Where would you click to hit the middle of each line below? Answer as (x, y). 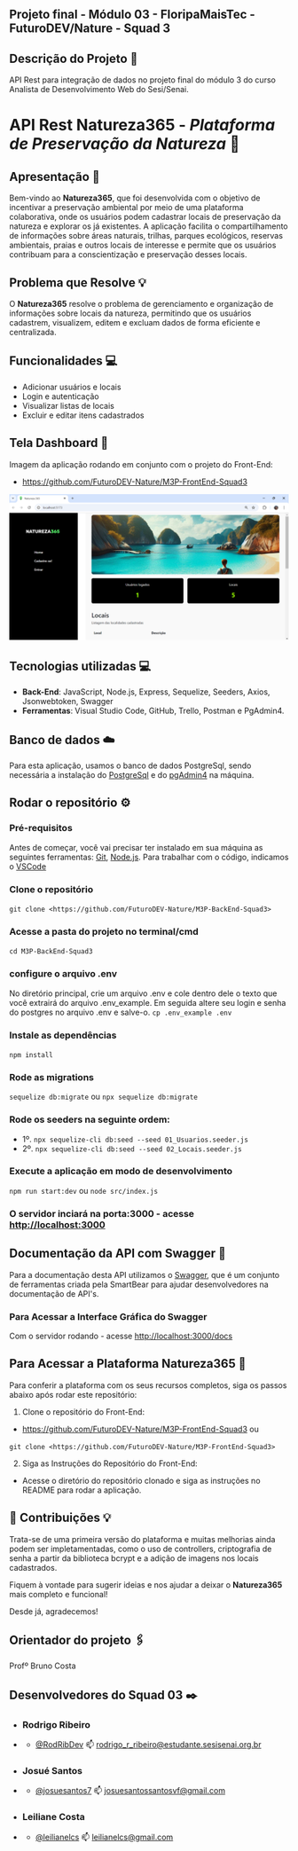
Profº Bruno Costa (43, 1666)
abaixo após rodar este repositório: (73, 1394)
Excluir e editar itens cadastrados (83, 415)
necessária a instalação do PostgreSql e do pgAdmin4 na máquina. (132, 775)
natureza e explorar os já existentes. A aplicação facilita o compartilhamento (149, 226)
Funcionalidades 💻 (63, 361)
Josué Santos (52, 1770)
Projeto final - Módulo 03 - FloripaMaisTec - (132, 15)
